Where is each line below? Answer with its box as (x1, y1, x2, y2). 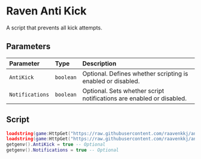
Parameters (6, 41, 51, 52)
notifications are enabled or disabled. (82, 94, 187, 103)
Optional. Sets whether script (82, 86, 165, 95)
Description (82, 59, 117, 67)
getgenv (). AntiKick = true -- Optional (6, 142, 106, 148)
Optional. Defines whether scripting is (82, 69, 188, 77)
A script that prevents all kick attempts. (6, 24, 103, 31)
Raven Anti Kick (6, 4, 87, 18)
